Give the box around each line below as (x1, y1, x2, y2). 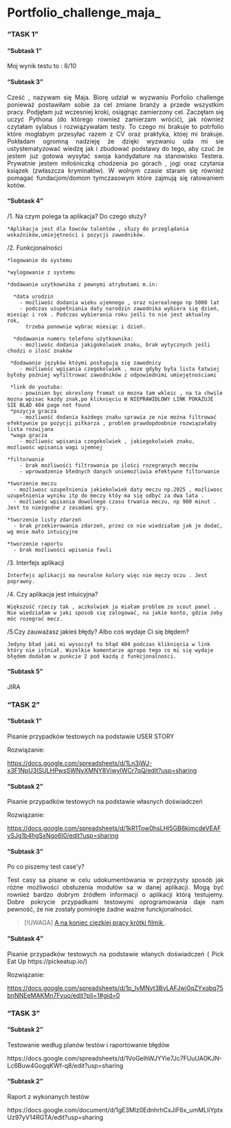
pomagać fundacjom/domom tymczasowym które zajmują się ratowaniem (7, 174, 224, 182)
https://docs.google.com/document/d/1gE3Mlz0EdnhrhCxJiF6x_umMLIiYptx (7, 1105, 223, 1114)
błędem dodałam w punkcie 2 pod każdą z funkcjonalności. (7, 653, 177, 660)
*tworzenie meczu (7, 480, 57, 487)
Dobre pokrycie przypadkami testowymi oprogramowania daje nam (7, 898, 224, 906)
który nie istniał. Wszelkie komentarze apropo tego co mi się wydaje (7, 647, 214, 654)
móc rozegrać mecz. (7, 615, 63, 622)
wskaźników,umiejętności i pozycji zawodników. (7, 231, 146, 239)
